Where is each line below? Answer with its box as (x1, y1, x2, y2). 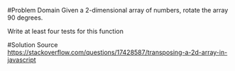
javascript (7, 56, 37, 64)
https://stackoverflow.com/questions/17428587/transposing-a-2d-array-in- (7, 49, 228, 56)
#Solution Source (7, 41, 58, 49)
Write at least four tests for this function (7, 27, 124, 35)
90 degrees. (7, 13, 43, 22)
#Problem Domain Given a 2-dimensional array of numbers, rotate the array (7, 6, 229, 14)
